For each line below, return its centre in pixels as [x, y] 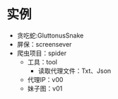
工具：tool [42, 62]
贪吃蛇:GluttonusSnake [50, 35]
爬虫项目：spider [42, 53]
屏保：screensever [44, 44]
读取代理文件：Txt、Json [75, 71]
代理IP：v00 [45, 79]
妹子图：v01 [45, 88]
